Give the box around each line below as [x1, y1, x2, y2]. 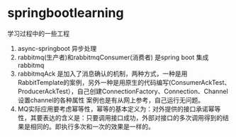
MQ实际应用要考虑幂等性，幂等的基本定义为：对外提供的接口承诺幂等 [17, 105, 221, 113]
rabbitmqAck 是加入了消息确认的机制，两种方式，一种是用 [17, 69, 188, 78]
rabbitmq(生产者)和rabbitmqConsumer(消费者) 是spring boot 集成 [17, 53, 209, 61]
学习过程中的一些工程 [7, 29, 69, 37]
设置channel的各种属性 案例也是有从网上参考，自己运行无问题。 [17, 95, 204, 104]
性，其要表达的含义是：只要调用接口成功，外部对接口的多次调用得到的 [17, 113, 223, 121]
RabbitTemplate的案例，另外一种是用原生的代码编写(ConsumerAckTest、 [17, 78, 231, 86]
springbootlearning [7, 5, 124, 21]
